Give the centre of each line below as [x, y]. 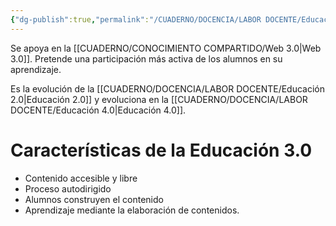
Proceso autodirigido [68, 188]
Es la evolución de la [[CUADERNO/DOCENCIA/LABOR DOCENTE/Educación [168, 88]
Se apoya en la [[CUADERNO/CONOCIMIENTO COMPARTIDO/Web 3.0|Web [166, 48]
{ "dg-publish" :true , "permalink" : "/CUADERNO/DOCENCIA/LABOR [136, 19]
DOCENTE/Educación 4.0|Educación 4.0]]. [98, 110]
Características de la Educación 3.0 [161, 150]
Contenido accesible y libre [81, 178]
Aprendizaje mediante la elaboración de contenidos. [132, 210]
